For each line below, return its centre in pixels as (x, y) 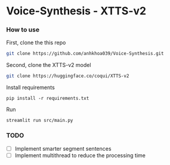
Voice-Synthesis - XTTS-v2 (76, 11)
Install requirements (30, 87)
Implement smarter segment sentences (63, 148)
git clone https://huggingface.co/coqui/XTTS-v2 (68, 76)
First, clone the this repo (36, 42)
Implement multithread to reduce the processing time (80, 155)
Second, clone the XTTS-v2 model (49, 65)
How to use (23, 30)
